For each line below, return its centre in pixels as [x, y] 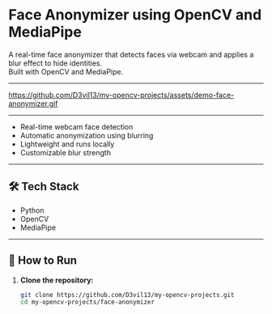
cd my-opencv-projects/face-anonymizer [87, 302]
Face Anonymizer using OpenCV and [135, 15]
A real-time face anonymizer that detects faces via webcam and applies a [131, 54]
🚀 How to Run [43, 261]
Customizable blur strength [66, 152]
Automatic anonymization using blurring [87, 135]
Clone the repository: [57, 280]
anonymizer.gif [33, 104]
